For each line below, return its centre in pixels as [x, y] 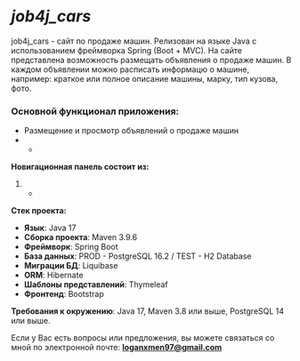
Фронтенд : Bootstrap [64, 294]
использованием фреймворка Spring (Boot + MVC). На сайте [126, 50]
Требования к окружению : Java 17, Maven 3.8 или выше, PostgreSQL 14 [148, 311]
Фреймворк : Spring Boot [71, 247]
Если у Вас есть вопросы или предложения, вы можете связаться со [143, 338]
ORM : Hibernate [53, 275]
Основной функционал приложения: [95, 111]
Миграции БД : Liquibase [71, 266]
